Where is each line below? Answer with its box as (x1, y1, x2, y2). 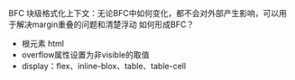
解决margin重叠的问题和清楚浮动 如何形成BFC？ (15, 19, 195, 30)
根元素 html (21, 39, 65, 49)
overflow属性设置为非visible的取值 (21, 49, 150, 60)
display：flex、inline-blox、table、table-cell (21, 61, 187, 71)
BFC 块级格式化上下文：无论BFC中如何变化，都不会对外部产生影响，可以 (8, 8, 280, 18)
